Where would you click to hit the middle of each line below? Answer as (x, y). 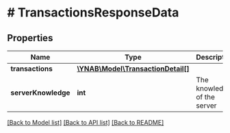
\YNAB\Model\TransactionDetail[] (133, 69)
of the (206, 97)
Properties (30, 38)
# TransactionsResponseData (93, 13)
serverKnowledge (40, 93)
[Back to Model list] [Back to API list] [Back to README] (86, 122)
